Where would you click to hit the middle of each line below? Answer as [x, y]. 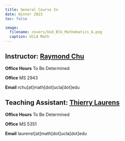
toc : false [16, 19]
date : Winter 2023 [24, 14]
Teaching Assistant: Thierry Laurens [62, 103]
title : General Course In [31, 10]
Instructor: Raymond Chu [45, 57]
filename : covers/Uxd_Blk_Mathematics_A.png [56, 32]
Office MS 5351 [21, 124]
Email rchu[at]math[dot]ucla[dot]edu [42, 87]
